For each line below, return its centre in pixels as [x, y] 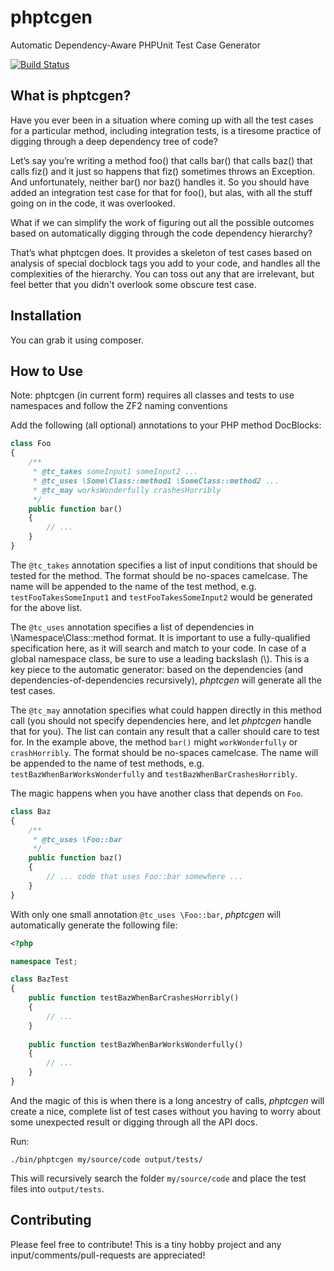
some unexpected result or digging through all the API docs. [134, 1122]
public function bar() [75, 509]
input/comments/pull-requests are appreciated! [108, 1255]
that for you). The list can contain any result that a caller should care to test [165, 731]
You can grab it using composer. [77, 340]
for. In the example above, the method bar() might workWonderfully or [154, 742]
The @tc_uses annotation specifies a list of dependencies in [132, 627]
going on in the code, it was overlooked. [93, 203]
